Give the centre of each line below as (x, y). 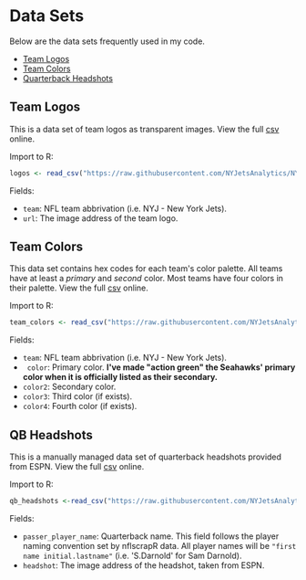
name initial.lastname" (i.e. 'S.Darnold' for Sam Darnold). (132, 555)
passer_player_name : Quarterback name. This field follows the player (151, 536)
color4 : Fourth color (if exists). (80, 406)
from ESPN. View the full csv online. (77, 467)
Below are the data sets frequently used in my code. (107, 41)
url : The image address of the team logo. (100, 218)
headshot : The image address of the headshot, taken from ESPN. (143, 565)
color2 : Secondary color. (69, 387)
